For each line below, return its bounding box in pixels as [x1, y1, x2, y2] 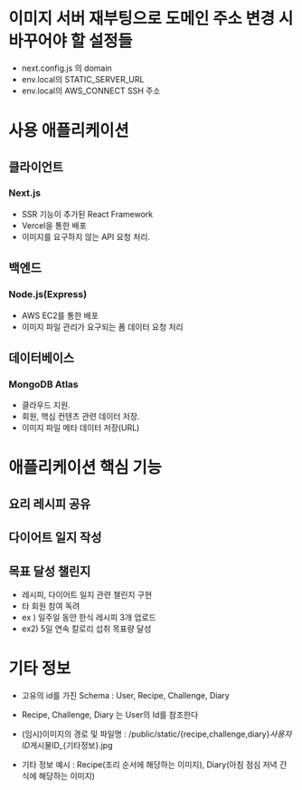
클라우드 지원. [21, 400, 71, 410]
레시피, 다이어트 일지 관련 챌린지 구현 [21, 589, 153, 600]
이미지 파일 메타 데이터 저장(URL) [21, 422, 140, 433]
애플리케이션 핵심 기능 [8, 458, 162, 478]
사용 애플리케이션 [8, 120, 129, 141]
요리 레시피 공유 [8, 496, 91, 512]
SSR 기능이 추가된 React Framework [21, 208, 154, 219]
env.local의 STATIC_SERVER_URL [21, 73, 145, 84]
